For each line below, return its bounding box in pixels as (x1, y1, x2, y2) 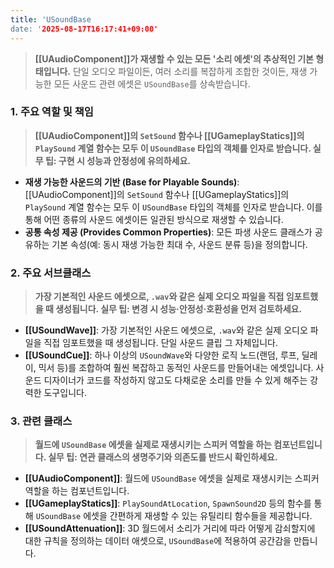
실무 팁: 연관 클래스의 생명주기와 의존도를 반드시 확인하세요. (48, 451, 278, 463)
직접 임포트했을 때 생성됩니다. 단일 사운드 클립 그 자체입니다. (43, 337, 278, 349)
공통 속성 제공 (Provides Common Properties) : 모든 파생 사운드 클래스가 (24, 226, 313, 238)
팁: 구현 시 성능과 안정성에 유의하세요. (44, 154, 192, 166)
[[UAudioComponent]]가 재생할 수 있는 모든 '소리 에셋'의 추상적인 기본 (34, 52, 314, 65)
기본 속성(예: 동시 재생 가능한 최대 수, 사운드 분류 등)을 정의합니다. (51, 238, 308, 250)
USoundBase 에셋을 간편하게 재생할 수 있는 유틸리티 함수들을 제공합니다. (35, 510, 313, 522)
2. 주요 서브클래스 (10, 266, 92, 280)
